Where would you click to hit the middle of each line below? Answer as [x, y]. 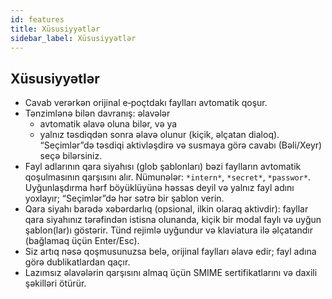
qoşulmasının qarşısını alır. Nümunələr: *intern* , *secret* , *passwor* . [168, 177]
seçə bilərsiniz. [71, 156]
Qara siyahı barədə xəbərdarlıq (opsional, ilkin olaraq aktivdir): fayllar [166, 209]
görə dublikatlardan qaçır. [77, 262]
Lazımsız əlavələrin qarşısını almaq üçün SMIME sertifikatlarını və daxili [171, 273]
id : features [37, 19]
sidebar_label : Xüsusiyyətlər [73, 38]
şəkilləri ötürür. [55, 283]
